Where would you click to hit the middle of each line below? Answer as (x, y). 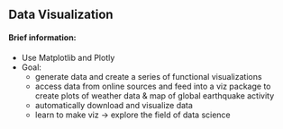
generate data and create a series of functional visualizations (148, 76)
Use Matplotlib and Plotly (68, 57)
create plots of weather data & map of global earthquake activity (155, 95)
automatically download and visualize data (114, 105)
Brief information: (43, 37)
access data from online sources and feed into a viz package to (153, 86)
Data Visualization (61, 15)
